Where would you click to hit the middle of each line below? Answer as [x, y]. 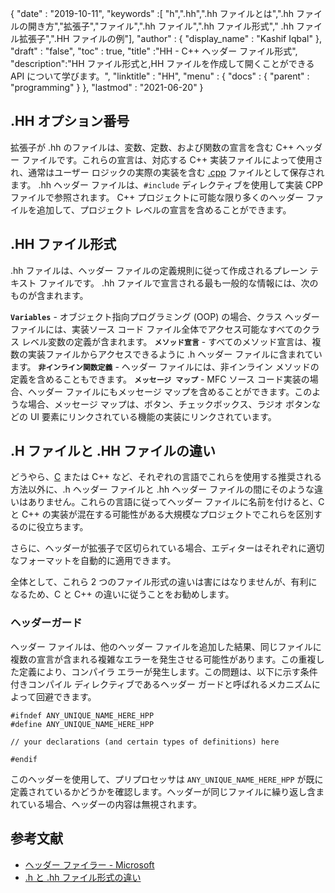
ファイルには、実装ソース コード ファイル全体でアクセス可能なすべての [156, 329]
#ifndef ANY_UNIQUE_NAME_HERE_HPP [82, 715]
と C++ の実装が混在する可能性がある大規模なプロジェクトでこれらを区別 [162, 514]
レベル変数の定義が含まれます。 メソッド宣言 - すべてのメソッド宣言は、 [167, 341]
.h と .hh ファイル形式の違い [83, 877]
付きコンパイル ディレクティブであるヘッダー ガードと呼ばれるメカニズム [161, 684]
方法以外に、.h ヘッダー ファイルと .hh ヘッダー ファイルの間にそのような [162, 489]
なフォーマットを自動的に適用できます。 [93, 561]
